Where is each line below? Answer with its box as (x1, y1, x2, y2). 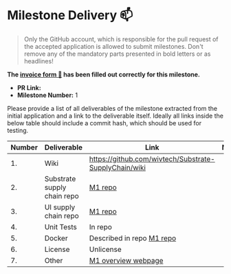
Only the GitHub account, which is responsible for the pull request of (23, 34, 219, 43)
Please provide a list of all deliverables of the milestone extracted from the (7, 104, 218, 112)
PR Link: (16, 83, 41, 92)
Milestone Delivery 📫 (7, 8, 133, 23)
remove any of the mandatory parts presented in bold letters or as (23, 50, 211, 58)
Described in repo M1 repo (89, 233, 177, 243)
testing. (7, 126, 29, 134)
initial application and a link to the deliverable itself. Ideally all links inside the (7, 112, 223, 120)
